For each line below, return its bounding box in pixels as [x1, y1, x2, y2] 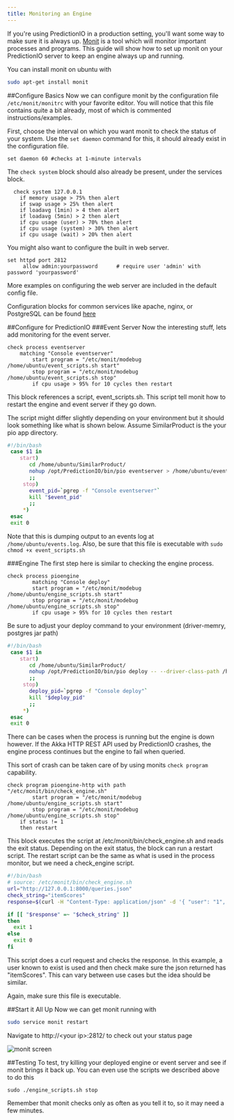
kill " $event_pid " [29, 493, 82, 500]
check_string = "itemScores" [7, 891, 86, 899]
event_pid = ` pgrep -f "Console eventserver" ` [29, 487, 160, 494]
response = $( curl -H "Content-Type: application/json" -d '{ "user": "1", [7, 898, 226, 905]
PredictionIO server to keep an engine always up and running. [7, 52, 185, 60]
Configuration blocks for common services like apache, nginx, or [7, 302, 193, 310]
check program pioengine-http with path [7, 782, 127, 789]
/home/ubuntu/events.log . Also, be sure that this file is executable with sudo [7, 539, 223, 548]
